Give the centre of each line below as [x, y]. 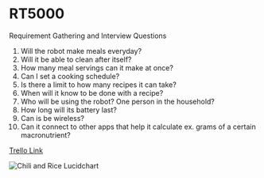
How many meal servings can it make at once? [97, 67]
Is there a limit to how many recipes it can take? [99, 85]
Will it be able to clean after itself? [76, 59]
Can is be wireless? [52, 118]
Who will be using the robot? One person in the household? [118, 101]
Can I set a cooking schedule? [70, 76]
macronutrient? [45, 134]
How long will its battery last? [69, 110]
